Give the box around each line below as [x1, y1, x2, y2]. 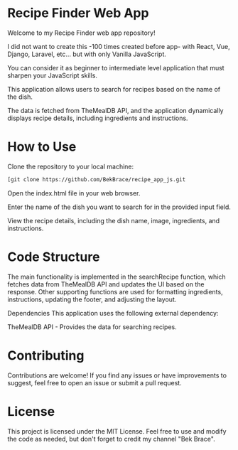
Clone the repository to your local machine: [7, 162, 134, 171]
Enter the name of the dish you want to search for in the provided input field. [7, 203, 231, 211]
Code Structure [7, 249, 100, 264]
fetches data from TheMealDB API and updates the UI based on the [7, 279, 205, 289]
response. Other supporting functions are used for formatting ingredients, [7, 287, 223, 296]
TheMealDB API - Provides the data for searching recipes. [7, 322, 177, 331]
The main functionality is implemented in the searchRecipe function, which [7, 272, 226, 281]
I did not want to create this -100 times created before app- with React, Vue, [7, 42, 231, 50]
